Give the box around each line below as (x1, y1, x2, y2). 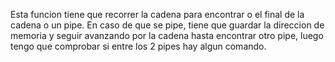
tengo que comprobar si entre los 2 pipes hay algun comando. (10, 40, 267, 52)
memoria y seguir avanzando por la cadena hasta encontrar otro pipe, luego (10, 30, 324, 41)
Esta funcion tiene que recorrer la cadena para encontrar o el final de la (10, 9, 305, 20)
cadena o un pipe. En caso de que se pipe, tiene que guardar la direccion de (10, 19, 325, 31)
